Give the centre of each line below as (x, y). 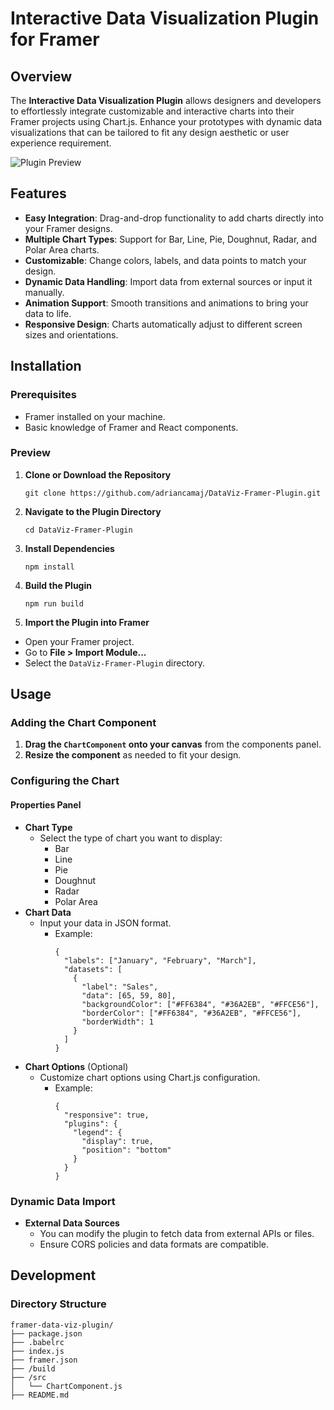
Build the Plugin (58, 585)
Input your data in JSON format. (105, 923)
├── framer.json (44, 1360)
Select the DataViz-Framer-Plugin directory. (115, 663)
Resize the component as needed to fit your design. (133, 755)
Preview (30, 453)
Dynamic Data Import (63, 1201)
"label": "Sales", (120, 987)
